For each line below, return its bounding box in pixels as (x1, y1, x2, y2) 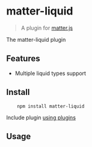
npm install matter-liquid (17, 103, 85, 109)
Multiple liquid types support (14, 70, 86, 77)
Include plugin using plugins (6, 114, 76, 121)
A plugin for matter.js (20, 24, 73, 31)
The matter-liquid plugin (6, 36, 66, 43)
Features (6, 53, 40, 64)
